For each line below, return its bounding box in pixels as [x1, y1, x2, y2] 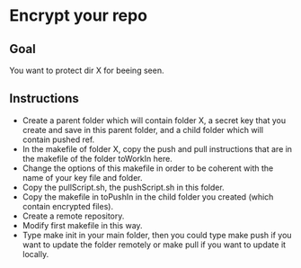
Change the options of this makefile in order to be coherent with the [22, 163, 274, 174]
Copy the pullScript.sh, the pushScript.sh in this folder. [22, 182, 225, 192]
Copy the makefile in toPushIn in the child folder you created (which [22, 191, 274, 202]
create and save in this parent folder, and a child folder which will [22, 124, 263, 135]
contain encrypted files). [22, 201, 114, 211]
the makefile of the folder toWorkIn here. [22, 153, 173, 164]
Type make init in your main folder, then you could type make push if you [22, 229, 292, 240]
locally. [22, 248, 49, 259]
